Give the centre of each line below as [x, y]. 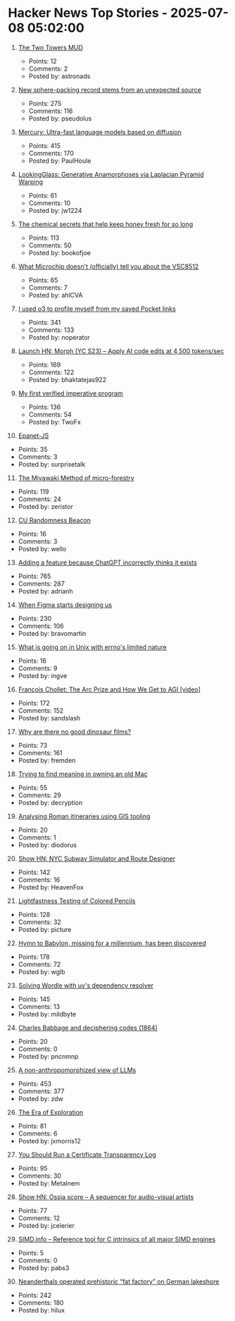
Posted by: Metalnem [49, 1183]
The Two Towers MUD [51, 47]
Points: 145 [34, 999]
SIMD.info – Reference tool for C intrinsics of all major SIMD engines [117, 1239]
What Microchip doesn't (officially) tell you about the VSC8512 [108, 266]
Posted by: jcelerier [46, 1225]
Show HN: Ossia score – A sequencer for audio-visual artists [106, 1197]
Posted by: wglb [42, 971]
